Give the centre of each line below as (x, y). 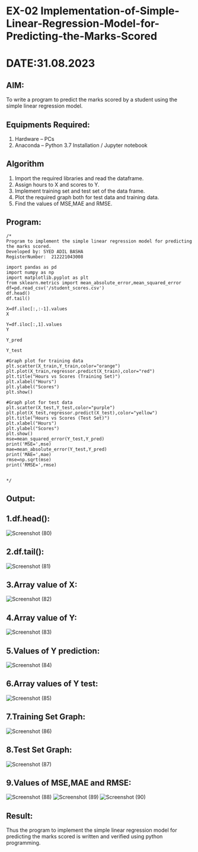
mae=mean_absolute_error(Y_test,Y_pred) (57, 449)
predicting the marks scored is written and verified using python (84, 837)
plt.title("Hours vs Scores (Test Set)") (58, 418)
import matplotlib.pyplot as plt (47, 278)
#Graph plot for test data (39, 403)
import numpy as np (30, 272)
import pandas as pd (32, 267)
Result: (20, 816)
